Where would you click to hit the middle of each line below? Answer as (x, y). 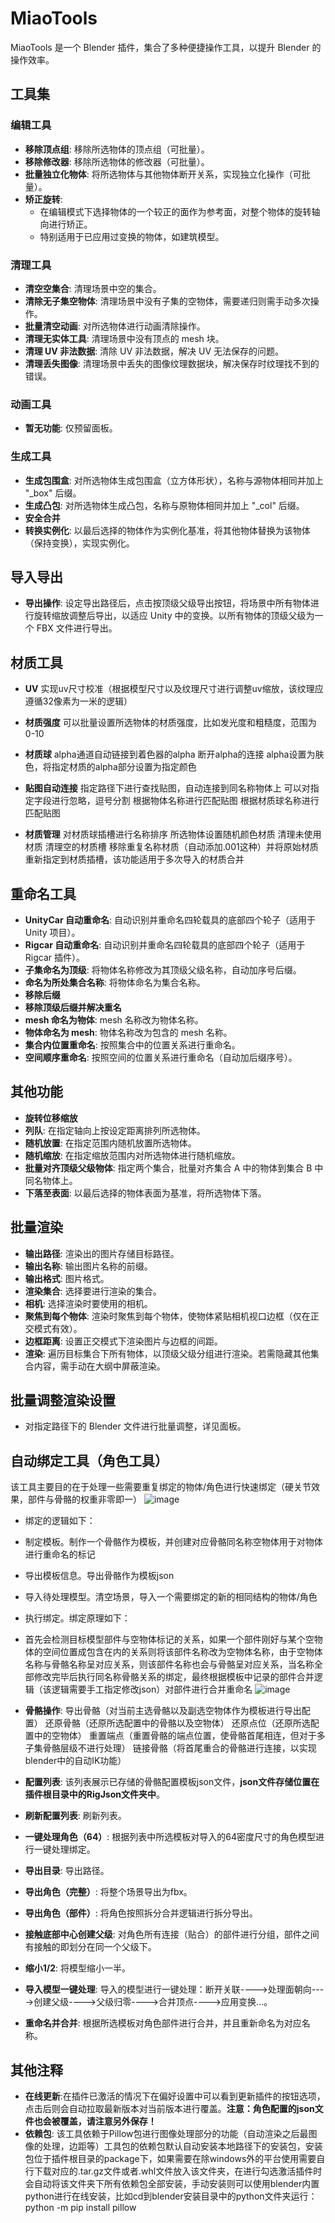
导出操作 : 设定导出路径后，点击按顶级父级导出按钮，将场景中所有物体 (167, 603)
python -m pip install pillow (80, 2208)
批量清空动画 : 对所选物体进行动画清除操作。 (115, 326)
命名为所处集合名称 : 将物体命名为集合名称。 (115, 982)
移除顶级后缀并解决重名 (73, 1007)
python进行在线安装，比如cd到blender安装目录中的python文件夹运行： (171, 2196)
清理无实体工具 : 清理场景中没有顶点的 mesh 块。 (124, 338)
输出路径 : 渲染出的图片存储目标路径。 (102, 1253)
